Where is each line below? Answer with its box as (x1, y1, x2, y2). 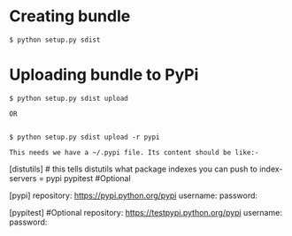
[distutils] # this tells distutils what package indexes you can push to (9, 164, 258, 174)
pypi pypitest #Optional (45, 172, 131, 183)
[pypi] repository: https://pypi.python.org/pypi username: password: (9, 190, 258, 201)
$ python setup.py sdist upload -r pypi (9, 133, 161, 141)
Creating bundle (9, 6, 131, 27)
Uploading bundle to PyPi (9, 65, 199, 85)
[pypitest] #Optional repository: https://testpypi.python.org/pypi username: (9, 207, 283, 217)
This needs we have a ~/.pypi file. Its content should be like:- (9, 148, 259, 156)
